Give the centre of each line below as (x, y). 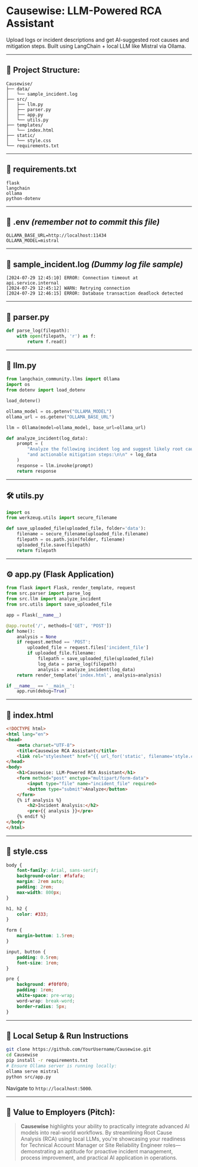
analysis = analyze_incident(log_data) (86, 669)
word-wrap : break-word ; (46, 1001)
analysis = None (37, 637)
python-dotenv (24, 198)
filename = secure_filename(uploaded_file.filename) (83, 534)
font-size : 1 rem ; (38, 963)
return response (37, 471)
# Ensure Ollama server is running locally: (62, 1066)
